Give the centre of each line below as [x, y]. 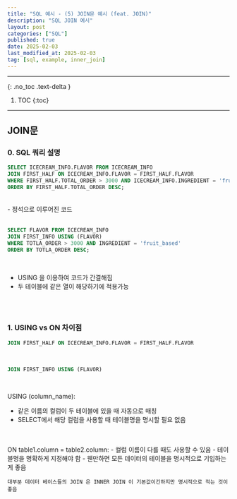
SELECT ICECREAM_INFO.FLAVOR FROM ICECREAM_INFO [80, 168]
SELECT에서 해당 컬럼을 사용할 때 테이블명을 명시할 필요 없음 [102, 420]
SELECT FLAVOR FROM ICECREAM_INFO [58, 230]
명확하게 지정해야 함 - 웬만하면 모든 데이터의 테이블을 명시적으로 [114, 459]
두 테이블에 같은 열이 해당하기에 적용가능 [73, 287]
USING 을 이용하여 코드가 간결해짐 [65, 278]
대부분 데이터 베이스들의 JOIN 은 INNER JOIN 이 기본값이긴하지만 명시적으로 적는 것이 [117, 482]
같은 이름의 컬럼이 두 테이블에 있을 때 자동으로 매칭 [87, 411]
